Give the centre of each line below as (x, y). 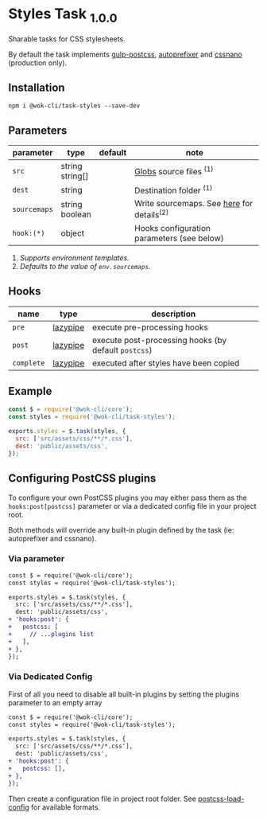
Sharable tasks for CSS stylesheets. (67, 39)
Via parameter (37, 559)
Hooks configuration (172, 228)
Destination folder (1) (173, 190)
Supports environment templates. (74, 258)
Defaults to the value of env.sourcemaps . (85, 266)
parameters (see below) (179, 238)
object (73, 233)
